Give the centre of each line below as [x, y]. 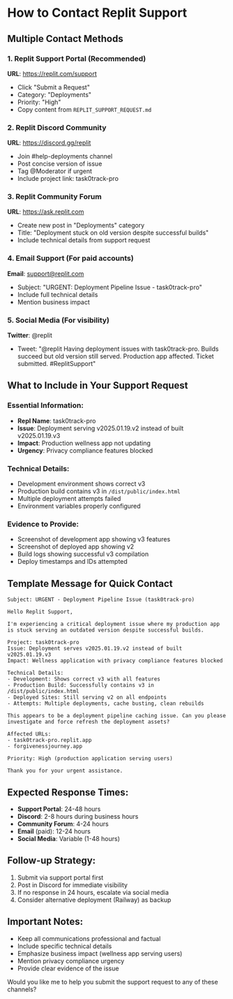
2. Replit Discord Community [57, 127]
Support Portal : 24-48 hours [59, 809]
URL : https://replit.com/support [52, 73]
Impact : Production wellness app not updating [84, 443]
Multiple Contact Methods [65, 39]
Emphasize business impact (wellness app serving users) [100, 953]
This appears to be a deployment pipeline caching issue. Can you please [117, 716]
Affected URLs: [29, 734]
